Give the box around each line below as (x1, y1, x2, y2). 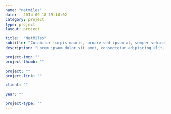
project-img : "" (5, 54, 40, 59)
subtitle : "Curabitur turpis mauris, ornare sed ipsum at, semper (5, 40, 149, 46)
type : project (5, 21, 36, 27)
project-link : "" (5, 73, 42, 78)
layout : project (5, 27, 40, 32)
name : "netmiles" (5, 7, 42, 13)
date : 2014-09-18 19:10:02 (5, 12, 67, 17)
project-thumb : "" (5, 59, 44, 64)
